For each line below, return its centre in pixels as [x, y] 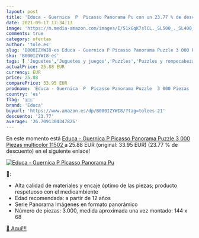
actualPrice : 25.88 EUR [36, 67]
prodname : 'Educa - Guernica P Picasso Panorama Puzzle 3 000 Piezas [98, 89]
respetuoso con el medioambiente [57, 192]
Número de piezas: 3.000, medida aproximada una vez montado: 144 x [101, 211]
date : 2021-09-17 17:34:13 [39, 22]
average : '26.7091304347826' [42, 122]
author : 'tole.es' [29, 45]
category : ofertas [29, 39]
